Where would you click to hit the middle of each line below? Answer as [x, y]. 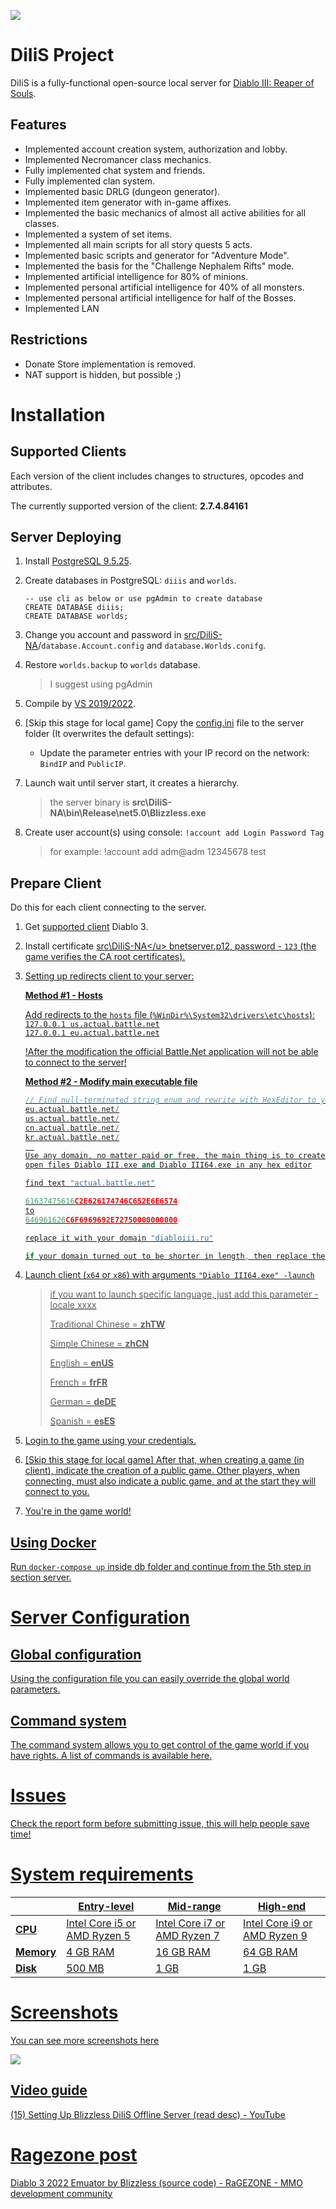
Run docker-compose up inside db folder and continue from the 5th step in [161, 1567]
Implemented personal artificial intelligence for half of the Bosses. [160, 297]
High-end [282, 1906]
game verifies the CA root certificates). [105, 957]
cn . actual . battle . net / [72, 1128]
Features [38, 125]
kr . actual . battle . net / [72, 1137]
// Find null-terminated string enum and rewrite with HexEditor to [170, 1100]
